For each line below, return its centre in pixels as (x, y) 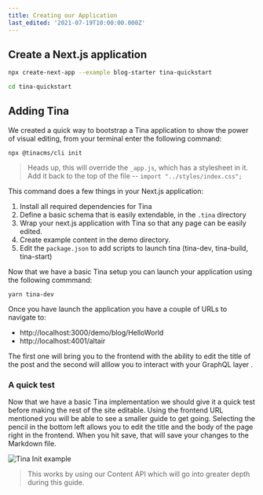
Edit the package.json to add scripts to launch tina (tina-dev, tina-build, (134, 247)
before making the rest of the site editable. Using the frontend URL (116, 410)
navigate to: (27, 317)
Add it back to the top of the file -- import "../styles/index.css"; (135, 176)
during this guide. (56, 482)
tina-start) (36, 256)
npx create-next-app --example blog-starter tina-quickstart (110, 73)
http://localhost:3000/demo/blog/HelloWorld (91, 332)
